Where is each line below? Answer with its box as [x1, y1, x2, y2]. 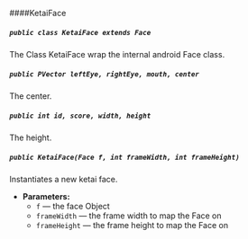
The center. [9, 90, 52, 102]
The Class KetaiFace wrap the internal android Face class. [9, 49, 225, 59]
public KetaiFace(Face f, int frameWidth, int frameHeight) [9, 153, 241, 162]
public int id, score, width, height [9, 111, 152, 120]
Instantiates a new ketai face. [9, 173, 118, 184]
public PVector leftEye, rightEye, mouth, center [9, 69, 200, 79]
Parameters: [22, 190, 70, 201]
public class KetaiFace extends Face [9, 28, 152, 37]
